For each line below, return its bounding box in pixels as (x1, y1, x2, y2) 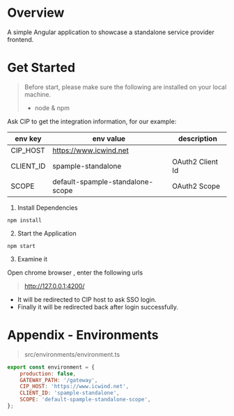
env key (15, 134, 42, 144)
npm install (7, 217, 42, 224)
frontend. (7, 35, 34, 43)
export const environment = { (7, 364, 95, 371)
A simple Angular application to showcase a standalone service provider (7, 28, 214, 36)
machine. (24, 90, 52, 98)
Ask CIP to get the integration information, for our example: (7, 117, 177, 125)
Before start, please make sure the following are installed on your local (24, 82, 227, 91)
